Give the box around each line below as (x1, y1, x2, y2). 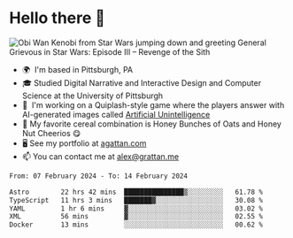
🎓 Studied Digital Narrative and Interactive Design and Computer (21, 77, 262, 88)
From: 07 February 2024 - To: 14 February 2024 (9, 172, 189, 180)
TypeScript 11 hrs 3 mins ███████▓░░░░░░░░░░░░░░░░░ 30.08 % (9, 196, 264, 204)
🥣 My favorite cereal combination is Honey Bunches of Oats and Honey (21, 119, 281, 129)
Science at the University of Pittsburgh (21, 90, 164, 101)
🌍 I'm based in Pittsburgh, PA (21, 64, 134, 74)
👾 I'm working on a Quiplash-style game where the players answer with (21, 99, 285, 110)
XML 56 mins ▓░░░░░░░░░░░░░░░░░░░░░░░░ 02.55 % (9, 212, 264, 221)
